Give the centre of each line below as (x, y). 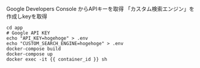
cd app (15, 28)
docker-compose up (29, 54)
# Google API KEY (28, 33)
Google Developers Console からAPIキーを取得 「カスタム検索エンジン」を (100, 9)
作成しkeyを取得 (27, 16)
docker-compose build (34, 49)
